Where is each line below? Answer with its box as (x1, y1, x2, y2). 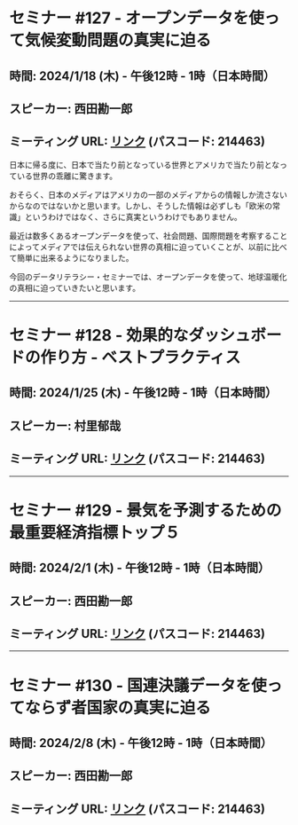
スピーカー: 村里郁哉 (9, 418, 122, 433)
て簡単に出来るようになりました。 (9, 252, 134, 263)
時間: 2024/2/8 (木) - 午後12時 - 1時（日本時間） (9, 735, 273, 750)
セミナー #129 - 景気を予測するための (9, 500, 282, 520)
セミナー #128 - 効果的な (9, 325, 189, 345)
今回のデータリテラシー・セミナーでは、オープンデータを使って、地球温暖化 (9, 271, 287, 282)
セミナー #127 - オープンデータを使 (9, 8, 264, 28)
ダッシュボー (188, 325, 282, 345)
